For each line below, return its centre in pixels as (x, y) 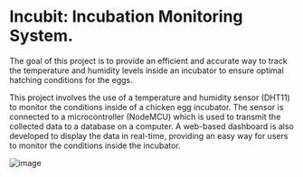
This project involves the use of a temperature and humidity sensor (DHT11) (150, 98)
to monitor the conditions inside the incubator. (95, 145)
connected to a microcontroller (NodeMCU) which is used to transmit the (145, 116)
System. (42, 36)
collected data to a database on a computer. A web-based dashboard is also (151, 126)
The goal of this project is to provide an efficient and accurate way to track (148, 61)
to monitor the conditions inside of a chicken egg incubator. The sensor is (147, 107)
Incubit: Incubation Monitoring (126, 17)
